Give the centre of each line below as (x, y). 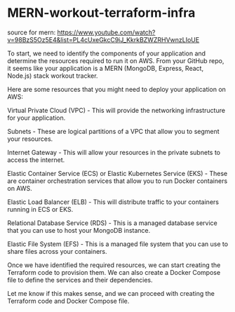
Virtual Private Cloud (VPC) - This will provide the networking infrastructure (116, 110)
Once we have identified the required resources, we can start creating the (114, 265)
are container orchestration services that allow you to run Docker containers (117, 181)
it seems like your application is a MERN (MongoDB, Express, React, (106, 68)
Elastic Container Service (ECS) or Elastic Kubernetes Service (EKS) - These (117, 173)
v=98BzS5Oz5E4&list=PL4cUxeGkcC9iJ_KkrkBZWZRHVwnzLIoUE (103, 39)
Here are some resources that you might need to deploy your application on (117, 89)
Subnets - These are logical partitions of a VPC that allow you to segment (113, 131)
